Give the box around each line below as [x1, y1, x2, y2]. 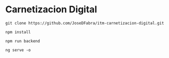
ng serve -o [5, 47, 31, 52]
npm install [5, 29, 31, 34]
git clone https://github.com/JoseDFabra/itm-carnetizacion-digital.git [5, 21, 164, 26]
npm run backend [5, 38, 40, 44]
